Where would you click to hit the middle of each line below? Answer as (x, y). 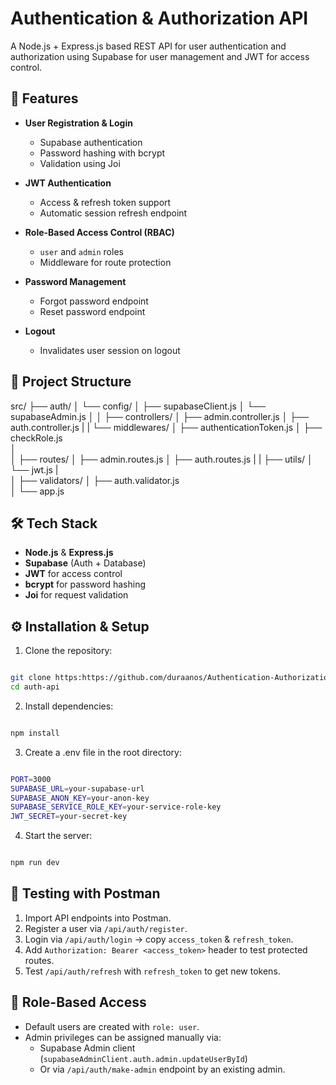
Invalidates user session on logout (110, 350)
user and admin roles (81, 251)
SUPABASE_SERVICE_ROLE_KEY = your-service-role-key (116, 807)
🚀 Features (44, 98)
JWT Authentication (68, 183)
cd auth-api (35, 687)
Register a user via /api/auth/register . (106, 928)
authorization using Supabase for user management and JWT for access (160, 56)
